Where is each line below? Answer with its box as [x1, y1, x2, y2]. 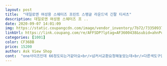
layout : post [5, 7, 32, 12]
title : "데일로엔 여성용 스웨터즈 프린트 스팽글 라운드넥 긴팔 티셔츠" [5, 12, 132, 17]
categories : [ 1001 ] [5, 35, 46, 40]
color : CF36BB [5, 40, 35, 45]
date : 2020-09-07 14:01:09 [5, 21, 61, 26]
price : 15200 [5, 44, 32, 49]
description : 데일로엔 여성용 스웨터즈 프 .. [5, 16, 88, 21]
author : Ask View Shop [5, 49, 52, 54]
